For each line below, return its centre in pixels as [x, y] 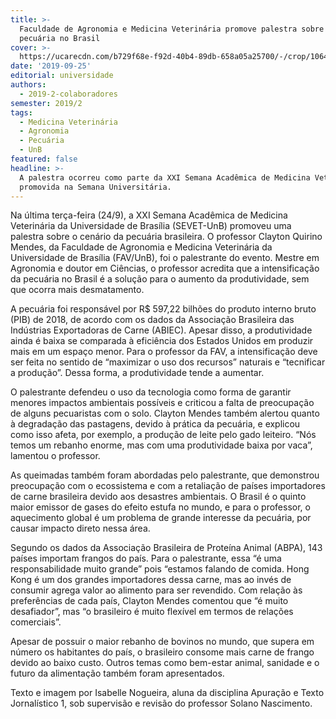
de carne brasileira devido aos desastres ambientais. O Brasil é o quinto [158, 497]
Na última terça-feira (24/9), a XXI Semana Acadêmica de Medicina [149, 215]
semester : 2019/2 [46, 103]
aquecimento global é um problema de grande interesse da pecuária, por [161, 518]
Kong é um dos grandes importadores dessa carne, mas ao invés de [151, 580]
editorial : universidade [62, 76]
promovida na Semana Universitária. [95, 187]
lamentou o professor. [55, 456]
